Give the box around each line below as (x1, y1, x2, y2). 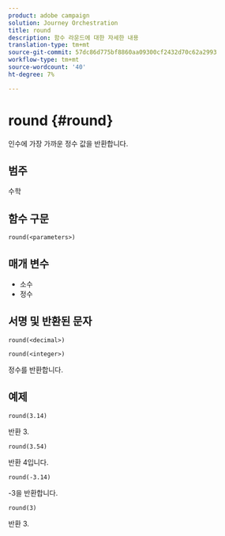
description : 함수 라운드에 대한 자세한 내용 (8, 33, 139, 42)
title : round (8, 26, 51, 34)
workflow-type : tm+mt (8, 56, 80, 64)
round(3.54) (8, 443, 47, 450)
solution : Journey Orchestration (8, 19, 118, 27)
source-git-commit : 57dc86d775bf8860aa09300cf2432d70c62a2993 (8, 48, 217, 56)
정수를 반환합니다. (8, 365, 64, 374)
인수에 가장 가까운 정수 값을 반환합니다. (8, 139, 129, 148)
